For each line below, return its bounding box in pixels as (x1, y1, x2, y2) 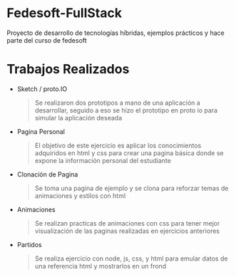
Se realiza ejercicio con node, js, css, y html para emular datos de (34, 254, 228, 263)
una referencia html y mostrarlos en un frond (34, 261, 167, 270)
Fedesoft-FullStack (6, 5, 123, 21)
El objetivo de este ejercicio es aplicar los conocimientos (34, 141, 202, 150)
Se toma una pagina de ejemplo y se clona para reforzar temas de (34, 184, 229, 192)
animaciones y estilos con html (34, 191, 126, 200)
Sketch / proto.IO (16, 84, 68, 93)
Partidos (16, 240, 42, 249)
